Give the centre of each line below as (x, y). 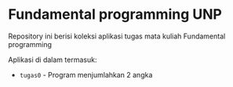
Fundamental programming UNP (115, 14)
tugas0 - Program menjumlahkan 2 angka (86, 74)
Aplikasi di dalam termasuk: (53, 60)
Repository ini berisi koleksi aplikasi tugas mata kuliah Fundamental (117, 36)
